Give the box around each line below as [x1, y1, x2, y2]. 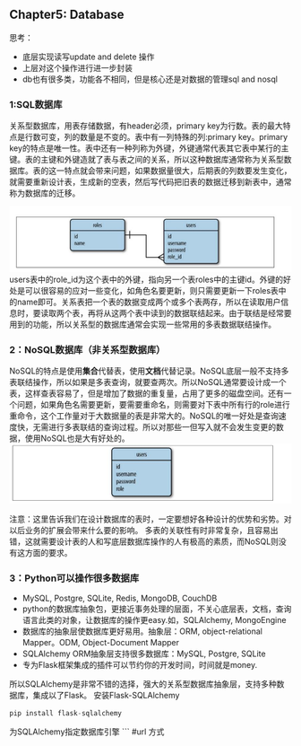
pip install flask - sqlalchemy [9, 709, 123, 718]
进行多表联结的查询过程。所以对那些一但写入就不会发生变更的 [47, 422, 276, 433]
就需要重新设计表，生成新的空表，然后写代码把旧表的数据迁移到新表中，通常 [9, 177, 292, 188]
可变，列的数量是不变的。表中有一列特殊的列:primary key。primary [39, 132, 288, 143]
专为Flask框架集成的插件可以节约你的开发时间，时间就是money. [21, 660, 258, 671]
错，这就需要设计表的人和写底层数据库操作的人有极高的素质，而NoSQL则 [9, 536, 279, 547]
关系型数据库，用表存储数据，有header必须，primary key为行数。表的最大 [9, 120, 284, 131]
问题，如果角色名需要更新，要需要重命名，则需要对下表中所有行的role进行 [16, 399, 290, 410]
